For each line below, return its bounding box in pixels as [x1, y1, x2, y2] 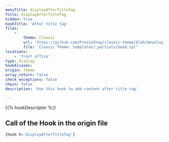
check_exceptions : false [5, 77, 57, 82]
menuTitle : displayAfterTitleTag [5, 7, 75, 12]
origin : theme [5, 68, 35, 73]
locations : [5, 49, 28, 54]
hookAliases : [5, 63, 33, 68]
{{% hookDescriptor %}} [5, 104, 56, 110]
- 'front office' [14, 53, 51, 59]
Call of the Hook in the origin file [5, 118, 108, 127]
